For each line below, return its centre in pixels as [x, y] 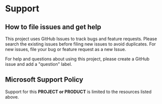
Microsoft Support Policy [44, 80]
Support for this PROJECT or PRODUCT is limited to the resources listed [78, 92]
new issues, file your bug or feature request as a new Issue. [66, 49]
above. [12, 97]
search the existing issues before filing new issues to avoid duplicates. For [81, 44]
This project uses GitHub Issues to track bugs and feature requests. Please [81, 39]
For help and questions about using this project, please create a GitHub [77, 59]
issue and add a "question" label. [39, 64]
